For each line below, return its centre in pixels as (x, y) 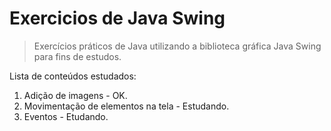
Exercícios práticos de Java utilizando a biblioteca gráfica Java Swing (177, 46)
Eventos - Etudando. (66, 116)
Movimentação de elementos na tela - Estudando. (126, 106)
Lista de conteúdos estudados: (73, 76)
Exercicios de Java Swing (117, 18)
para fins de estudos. (77, 56)
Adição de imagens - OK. (75, 95)
